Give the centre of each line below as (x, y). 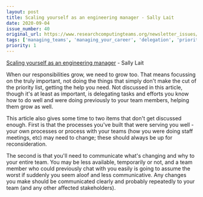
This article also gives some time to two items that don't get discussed (94, 118)
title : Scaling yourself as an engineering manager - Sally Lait (90, 18)
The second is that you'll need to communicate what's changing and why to (101, 155)
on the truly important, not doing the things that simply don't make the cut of (101, 81)
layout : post (23, 12)
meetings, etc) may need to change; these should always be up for (89, 137)
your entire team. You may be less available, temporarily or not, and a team (99, 162)
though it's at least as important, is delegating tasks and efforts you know (98, 94)
